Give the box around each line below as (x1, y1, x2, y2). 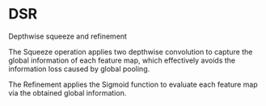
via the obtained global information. (8, 88, 127, 97)
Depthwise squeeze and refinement (8, 31, 128, 41)
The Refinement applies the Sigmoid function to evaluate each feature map (8, 79, 259, 89)
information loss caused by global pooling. (8, 63, 150, 73)
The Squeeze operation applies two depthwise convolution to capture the (8, 47, 253, 56)
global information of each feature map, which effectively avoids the (8, 55, 236, 65)
